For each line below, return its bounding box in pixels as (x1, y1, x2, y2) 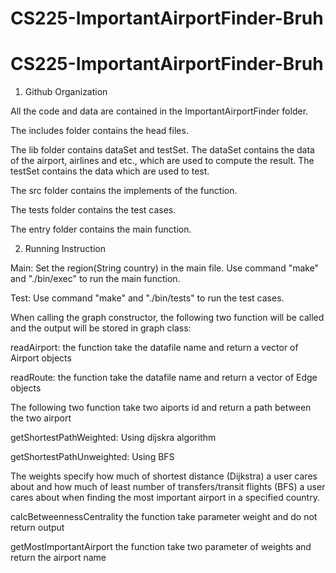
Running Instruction (24, 243, 106, 255)
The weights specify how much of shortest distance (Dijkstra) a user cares (10, 470, 318, 482)
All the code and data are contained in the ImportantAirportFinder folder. (10, 105, 309, 117)
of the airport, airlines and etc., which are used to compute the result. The (10, 155, 315, 167)
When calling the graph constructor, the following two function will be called (10, 312, 325, 324)
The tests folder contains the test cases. (10, 204, 177, 216)
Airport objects (10, 352, 72, 364)
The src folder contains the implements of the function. (10, 185, 238, 197)
